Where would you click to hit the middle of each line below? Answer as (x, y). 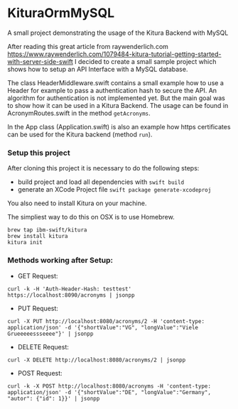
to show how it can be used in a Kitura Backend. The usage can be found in (118, 105)
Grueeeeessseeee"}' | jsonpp (50, 334)
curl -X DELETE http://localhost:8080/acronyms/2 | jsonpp (97, 360)
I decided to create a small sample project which (145, 61)
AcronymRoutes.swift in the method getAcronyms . (79, 113)
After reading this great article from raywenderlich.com (88, 46)
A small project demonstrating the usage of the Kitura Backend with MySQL (118, 33)
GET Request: (38, 276)
